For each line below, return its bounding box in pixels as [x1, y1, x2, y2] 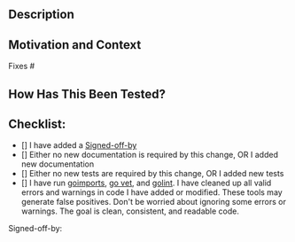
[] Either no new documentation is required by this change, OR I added [20, 150, 278, 160]
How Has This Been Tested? [8, 86, 166, 101]
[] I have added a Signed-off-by [20, 140, 137, 151]
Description [8, 7, 74, 22]
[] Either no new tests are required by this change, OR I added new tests [20, 168, 284, 179]
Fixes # [8, 61, 35, 72]
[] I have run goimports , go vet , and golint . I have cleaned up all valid [20, 177, 272, 189]
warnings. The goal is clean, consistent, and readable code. [20, 206, 240, 216]
